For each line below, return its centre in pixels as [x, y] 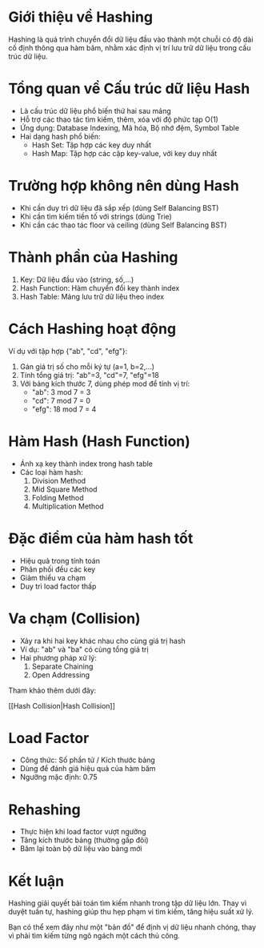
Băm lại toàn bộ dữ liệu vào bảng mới [81, 849]
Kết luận [36, 881]
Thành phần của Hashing [93, 257]
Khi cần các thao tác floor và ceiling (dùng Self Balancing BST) [123, 225]
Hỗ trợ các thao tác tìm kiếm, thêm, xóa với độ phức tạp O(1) [119, 119]
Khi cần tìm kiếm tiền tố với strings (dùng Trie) [96, 216]
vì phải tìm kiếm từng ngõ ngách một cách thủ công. [94, 936]
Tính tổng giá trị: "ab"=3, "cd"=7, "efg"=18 [90, 375]
